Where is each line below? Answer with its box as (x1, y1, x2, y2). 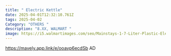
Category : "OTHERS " (5, 21, 49, 27)
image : (5, 31, 19, 36)
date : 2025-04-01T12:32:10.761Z (5, 12, 74, 17)
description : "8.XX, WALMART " (5, 26, 72, 32)
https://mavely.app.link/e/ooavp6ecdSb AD (5, 45, 96, 51)
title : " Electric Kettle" (5, 7, 63, 13)
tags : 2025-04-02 (5, 17, 42, 22)
